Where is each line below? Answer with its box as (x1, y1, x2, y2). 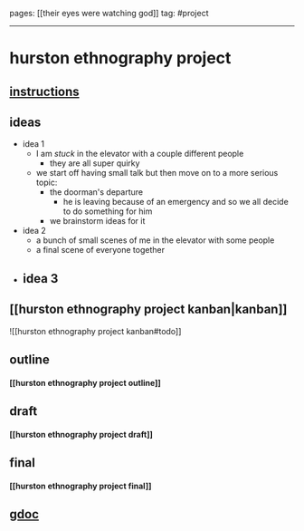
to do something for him (62, 206, 153, 217)
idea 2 (22, 226, 47, 237)
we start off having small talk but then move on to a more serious (35, 168, 279, 179)
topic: (35, 177, 58, 188)
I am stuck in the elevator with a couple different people (35, 149, 244, 159)
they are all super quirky (49, 158, 140, 169)
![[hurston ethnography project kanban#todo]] (9, 325, 182, 336)
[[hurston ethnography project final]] (9, 480, 152, 491)
